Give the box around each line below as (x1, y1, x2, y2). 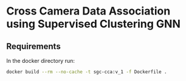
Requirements (6, 41, 61, 51)
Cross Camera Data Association (6, 4, 171, 18)
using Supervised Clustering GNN (6, 17, 181, 31)
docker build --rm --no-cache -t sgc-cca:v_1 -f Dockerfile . (6, 69, 167, 75)
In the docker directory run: (6, 57, 75, 64)
